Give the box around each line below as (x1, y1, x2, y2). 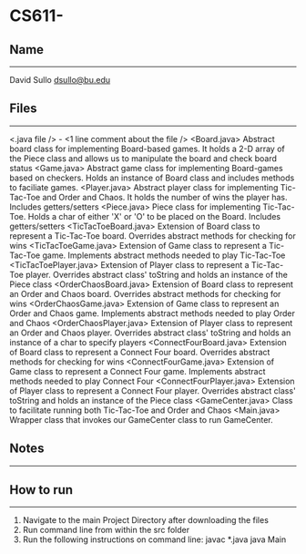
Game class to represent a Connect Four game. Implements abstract (9, 365, 266, 376)
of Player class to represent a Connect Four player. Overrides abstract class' (9, 385, 296, 396)
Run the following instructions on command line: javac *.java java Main (22, 534, 287, 545)
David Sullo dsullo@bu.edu (9, 75, 111, 85)
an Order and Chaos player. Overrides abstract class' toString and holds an (9, 327, 291, 338)
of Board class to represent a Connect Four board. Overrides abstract (9, 346, 270, 357)
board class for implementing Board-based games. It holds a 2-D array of (9, 143, 285, 154)
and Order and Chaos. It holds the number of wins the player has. (42, 191, 289, 202)
